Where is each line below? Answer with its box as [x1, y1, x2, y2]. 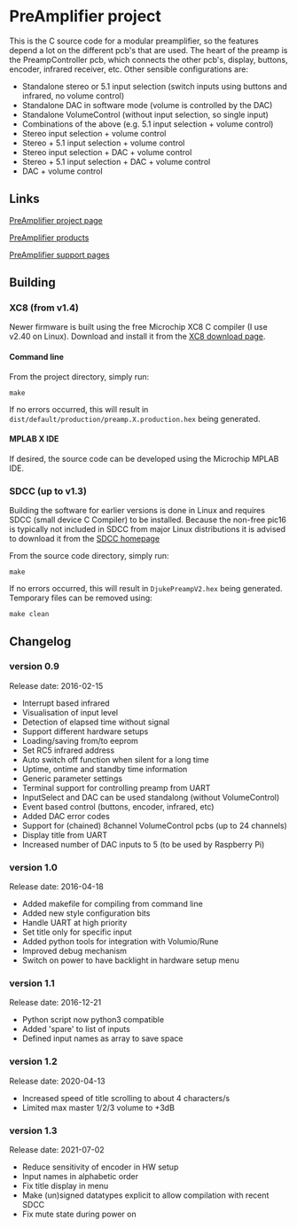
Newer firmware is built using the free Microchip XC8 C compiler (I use [9, 322, 268, 332]
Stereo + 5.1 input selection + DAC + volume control [21, 156, 211, 167]
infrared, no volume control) [21, 90, 125, 101]
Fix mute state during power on [21, 1208, 137, 1220]
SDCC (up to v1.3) [9, 485, 87, 497]
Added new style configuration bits [21, 908, 151, 919]
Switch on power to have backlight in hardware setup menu [21, 955, 239, 966]
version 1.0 [9, 861, 58, 873]
